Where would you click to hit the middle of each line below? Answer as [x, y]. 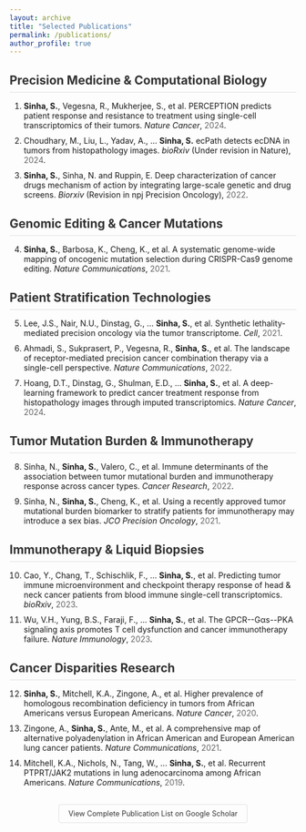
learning [39, 392]
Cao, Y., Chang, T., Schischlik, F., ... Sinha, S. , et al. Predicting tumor [153, 575]
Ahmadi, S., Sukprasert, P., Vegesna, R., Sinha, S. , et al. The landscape [157, 348]
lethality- [269, 323]
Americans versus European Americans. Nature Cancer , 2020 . [141, 713]
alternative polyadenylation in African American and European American [159, 737]
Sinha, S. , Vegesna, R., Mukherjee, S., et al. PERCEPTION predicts [148, 106]
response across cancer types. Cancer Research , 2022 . [129, 486]
